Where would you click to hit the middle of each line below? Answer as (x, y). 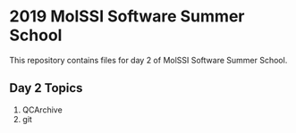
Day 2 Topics (46, 88)
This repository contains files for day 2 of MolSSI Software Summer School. (148, 60)
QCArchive (42, 110)
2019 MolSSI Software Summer (127, 17)
